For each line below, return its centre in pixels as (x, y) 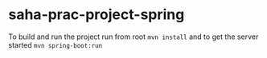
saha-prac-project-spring (97, 15)
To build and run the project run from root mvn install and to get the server (133, 37)
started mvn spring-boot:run (55, 44)
